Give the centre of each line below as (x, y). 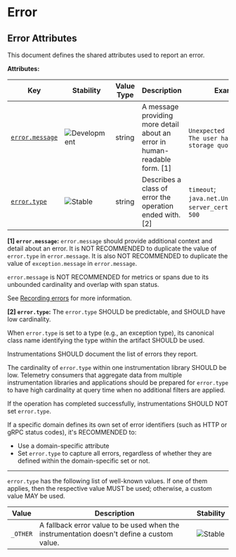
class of (155, 188)
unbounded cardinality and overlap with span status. (83, 284)
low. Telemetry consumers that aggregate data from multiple (95, 375)
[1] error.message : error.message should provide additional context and (110, 241)
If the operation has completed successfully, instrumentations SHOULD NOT (118, 404)
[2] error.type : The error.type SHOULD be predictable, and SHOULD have (117, 312)
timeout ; (202, 189)
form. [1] (157, 168)
